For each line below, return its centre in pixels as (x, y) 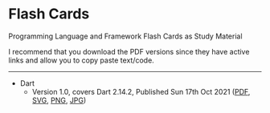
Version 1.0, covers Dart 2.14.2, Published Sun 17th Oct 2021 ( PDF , (141, 91)
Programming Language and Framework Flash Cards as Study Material (125, 36)
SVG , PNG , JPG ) (59, 100)
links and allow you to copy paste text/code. (81, 60)
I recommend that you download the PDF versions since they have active (129, 51)
